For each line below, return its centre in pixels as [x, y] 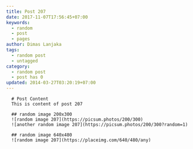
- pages [21, 39]
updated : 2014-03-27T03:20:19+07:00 [51, 83]
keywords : [18, 22]
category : [18, 66]
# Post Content [30, 99]
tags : [13, 50]
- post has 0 [27, 77]
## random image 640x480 [42, 135]
